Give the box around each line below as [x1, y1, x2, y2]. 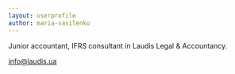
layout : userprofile [8, 11, 77, 20]
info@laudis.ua [8, 56, 57, 66]
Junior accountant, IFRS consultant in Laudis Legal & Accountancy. [8, 41, 228, 50]
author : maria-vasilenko [8, 19, 91, 27]
